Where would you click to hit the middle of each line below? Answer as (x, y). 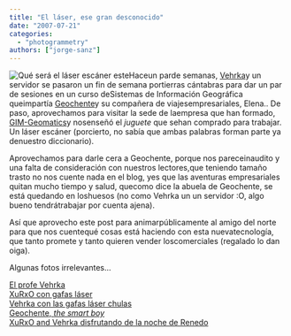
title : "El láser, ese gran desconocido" (87, 17)
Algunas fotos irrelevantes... (61, 268)
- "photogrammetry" (53, 42)
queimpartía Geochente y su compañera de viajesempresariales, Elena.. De (145, 103)
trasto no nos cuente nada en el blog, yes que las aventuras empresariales (145, 177)
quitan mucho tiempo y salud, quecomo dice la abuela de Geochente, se (141, 187)
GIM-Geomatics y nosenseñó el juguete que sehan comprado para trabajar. (145, 122)
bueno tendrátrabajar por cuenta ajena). (82, 205)
